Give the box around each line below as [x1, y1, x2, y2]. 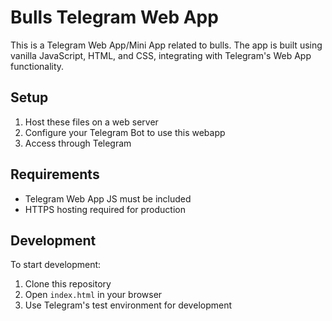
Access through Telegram [24, 137, 132, 149]
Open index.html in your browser [24, 289, 163, 301]
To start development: [10, 259, 102, 271]
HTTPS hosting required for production [24, 203, 186, 215]
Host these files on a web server [24, 116, 159, 128]
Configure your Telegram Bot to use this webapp [24, 126, 226, 138]
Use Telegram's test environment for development [24, 299, 233, 311]
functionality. [10, 60, 65, 72]
